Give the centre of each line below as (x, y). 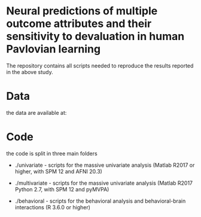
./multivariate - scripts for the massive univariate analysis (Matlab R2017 (104, 183)
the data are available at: (36, 112)
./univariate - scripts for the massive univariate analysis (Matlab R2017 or (105, 165)
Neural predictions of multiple (82, 11)
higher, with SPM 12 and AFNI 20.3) (59, 171)
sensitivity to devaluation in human (95, 36)
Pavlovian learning (53, 49)
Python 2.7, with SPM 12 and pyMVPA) (62, 189)
